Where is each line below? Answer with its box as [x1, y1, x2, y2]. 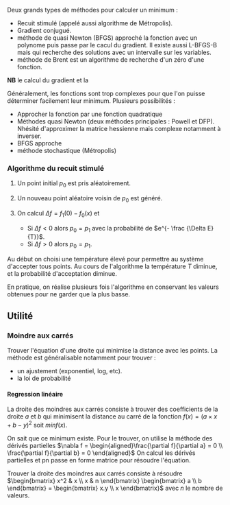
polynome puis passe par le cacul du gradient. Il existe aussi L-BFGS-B [16, 41, 218, 49]
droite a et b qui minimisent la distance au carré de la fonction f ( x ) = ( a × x [7, 412, 218, 421]
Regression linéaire [7, 390, 64, 398]
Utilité [7, 310, 34, 322]
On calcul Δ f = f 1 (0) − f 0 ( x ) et [16, 209, 100, 219]
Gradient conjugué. [16, 27, 72, 34]
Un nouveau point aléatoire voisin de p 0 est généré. [16, 194, 163, 204]
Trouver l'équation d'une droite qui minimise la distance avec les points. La [7, 346, 218, 354]
